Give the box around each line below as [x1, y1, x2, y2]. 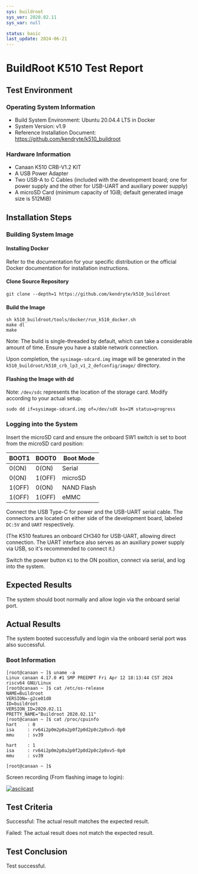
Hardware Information [6, 150, 71, 158]
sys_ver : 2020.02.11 [6, 14, 57, 20]
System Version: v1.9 [14, 123, 66, 129]
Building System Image [6, 230, 74, 238]
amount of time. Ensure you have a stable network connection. [6, 344, 159, 351]
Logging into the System [6, 420, 78, 428]
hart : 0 [6, 721, 35, 727]
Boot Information [6, 656, 56, 664]
